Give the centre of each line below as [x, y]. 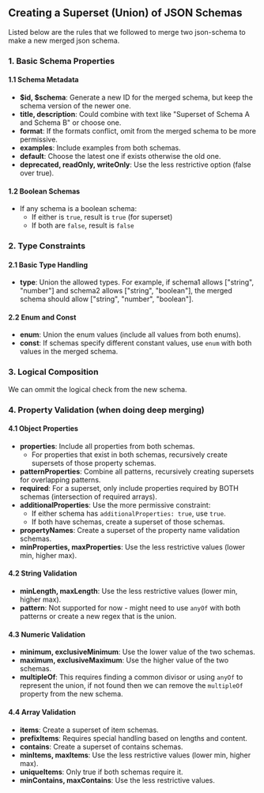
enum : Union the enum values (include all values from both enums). [130, 334]
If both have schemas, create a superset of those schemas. [128, 522]
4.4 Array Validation [42, 712]
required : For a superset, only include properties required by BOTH [129, 488]
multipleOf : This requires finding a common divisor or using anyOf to [131, 677]
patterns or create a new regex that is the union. [98, 617]
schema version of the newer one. [75, 105]
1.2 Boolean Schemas [44, 191]
